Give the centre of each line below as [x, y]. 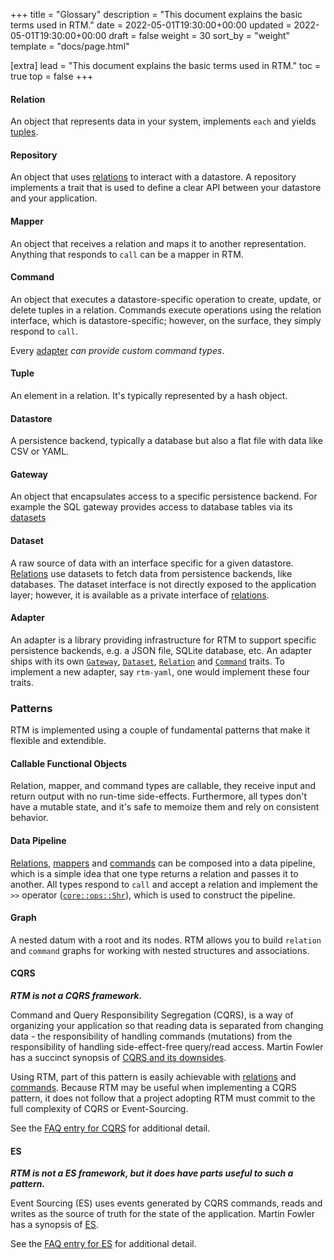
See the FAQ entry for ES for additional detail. [103, 1244]
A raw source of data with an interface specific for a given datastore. [152, 563]
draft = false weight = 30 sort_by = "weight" [199, 35]
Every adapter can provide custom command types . [117, 350]
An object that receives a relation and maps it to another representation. [158, 243]
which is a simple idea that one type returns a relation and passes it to [154, 873]
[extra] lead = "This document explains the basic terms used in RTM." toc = [165, 65]
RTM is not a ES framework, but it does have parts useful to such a [152, 1173]
